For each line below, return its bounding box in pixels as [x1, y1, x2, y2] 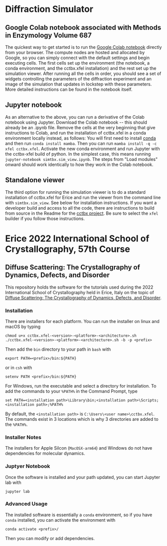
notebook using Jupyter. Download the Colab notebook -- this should [5, 119, 148, 125]
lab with [5, 479, 21, 485]
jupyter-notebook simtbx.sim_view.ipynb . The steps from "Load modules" [5, 156, 158, 162]
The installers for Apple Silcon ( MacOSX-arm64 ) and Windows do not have [5, 445, 153, 451]
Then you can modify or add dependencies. [5, 535, 95, 541]
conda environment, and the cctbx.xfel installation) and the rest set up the [5, 66, 157, 71]
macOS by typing [5, 323, 41, 329]
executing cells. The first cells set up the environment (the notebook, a [5, 60, 150, 66]
